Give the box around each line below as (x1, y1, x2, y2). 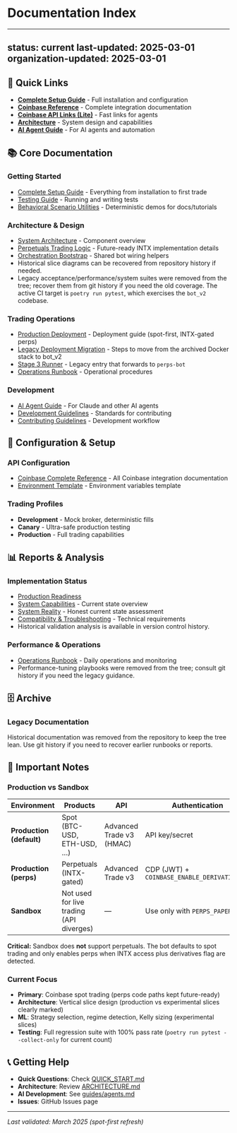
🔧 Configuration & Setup (7, 437, 116, 449)
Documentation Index (7, 5, 136, 21)
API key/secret (145, 830, 193, 840)
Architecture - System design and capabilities (17, 118, 153, 126)
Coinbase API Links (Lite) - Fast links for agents (17, 111, 159, 119)
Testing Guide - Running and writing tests (17, 195, 139, 203)
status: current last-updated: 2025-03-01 (7, 42, 195, 54)
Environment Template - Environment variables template (17, 482, 181, 490)
